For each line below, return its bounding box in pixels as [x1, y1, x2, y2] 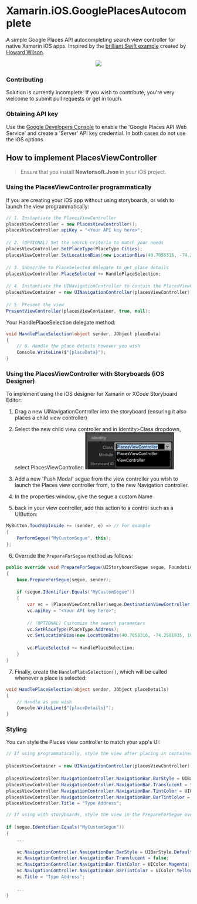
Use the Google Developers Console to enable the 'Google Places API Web [6, 123, 187, 130]
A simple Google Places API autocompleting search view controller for [6, 36, 176, 43]
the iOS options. [6, 135, 45, 143]
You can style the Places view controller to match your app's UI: [6, 739, 161, 746]
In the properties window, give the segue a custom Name [14, 493, 153, 500]
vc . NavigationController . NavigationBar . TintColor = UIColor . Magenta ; [16, 862, 191, 867]
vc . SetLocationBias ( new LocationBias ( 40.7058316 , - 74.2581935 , [27, 633, 185, 638]
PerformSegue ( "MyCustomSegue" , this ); [16, 535, 111, 541]
